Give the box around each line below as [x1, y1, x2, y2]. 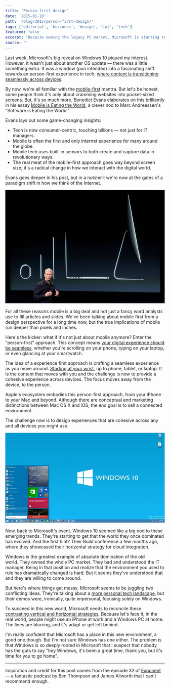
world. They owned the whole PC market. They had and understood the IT [5, 559, 160, 565]
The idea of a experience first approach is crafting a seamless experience [5, 360, 159, 366]
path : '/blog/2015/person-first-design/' [5, 19, 94, 24]
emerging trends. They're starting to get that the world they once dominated [5, 533, 164, 539]
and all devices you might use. [5, 423, 69, 429]
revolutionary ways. [12, 154, 54, 160]
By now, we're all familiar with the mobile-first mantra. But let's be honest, [5, 86, 159, 92]
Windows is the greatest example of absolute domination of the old [5, 553, 145, 559]
